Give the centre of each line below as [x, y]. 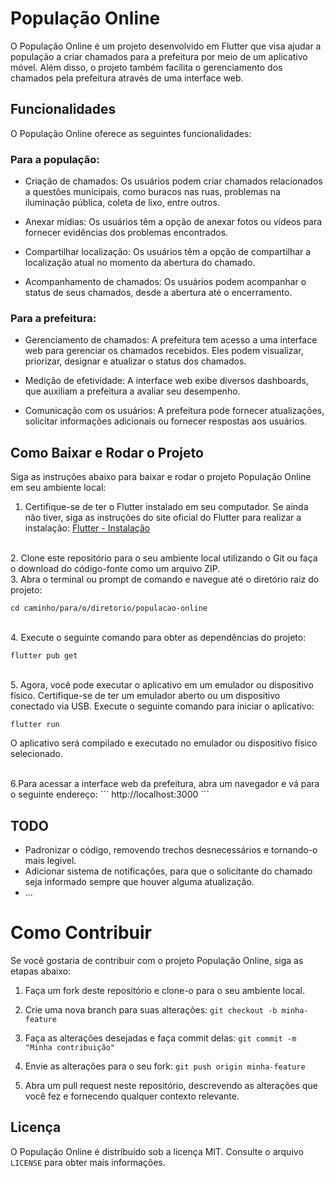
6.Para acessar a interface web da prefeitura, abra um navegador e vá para [165, 784]
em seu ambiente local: [58, 488]
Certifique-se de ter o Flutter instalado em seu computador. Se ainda [166, 507]
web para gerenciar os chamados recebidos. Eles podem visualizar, [164, 351]
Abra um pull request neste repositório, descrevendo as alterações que [171, 1085]
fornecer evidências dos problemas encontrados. [126, 233]
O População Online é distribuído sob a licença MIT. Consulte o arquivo [157, 1151]
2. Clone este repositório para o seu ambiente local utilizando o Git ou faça [164, 558]
